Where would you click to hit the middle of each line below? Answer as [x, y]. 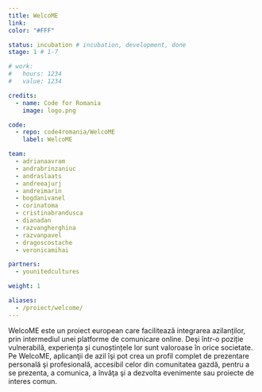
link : [17, 23]
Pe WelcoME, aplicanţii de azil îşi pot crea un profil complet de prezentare [129, 355]
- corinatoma [37, 206]
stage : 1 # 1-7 [33, 52]
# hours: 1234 [35, 74]
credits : [23, 95]
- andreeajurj [39, 184]
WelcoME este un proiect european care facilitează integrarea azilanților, [127, 330]
